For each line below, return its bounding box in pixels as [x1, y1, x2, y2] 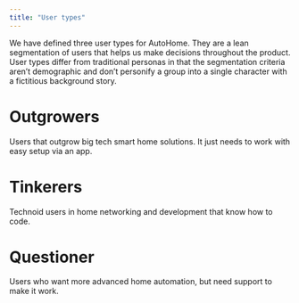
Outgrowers [9, 106, 100, 127]
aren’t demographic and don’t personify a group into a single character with [9, 66, 287, 77]
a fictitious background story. [9, 75, 118, 86]
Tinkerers [9, 176, 83, 197]
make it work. [9, 286, 60, 297]
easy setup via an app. [9, 145, 93, 156]
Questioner [9, 247, 96, 267]
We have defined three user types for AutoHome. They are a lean [9, 37, 250, 48]
